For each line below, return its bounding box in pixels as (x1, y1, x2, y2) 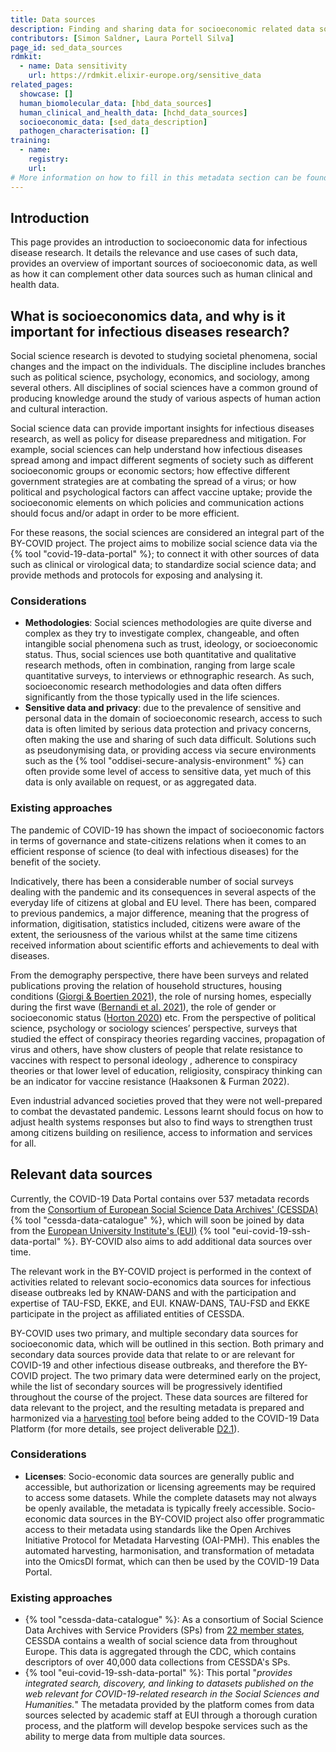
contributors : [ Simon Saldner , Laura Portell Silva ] (10, 33, 235, 43)
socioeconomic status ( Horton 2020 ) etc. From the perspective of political (10, 1011, 317, 1023)
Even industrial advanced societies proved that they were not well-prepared (10, 1094, 323, 1106)
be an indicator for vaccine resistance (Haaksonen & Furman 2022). (10, 1075, 290, 1087)
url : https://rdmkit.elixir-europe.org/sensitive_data (28, 71, 262, 81)
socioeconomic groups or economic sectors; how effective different (10, 465, 290, 477)
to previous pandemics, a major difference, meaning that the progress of (10, 907, 310, 919)
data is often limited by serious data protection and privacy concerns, (24, 723, 312, 735)
